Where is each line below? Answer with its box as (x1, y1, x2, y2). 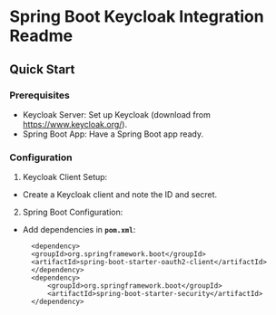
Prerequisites (9, 89, 70, 101)
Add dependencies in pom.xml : (22, 224, 136, 235)
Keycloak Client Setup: (22, 172, 108, 183)
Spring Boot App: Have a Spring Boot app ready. (22, 129, 204, 139)
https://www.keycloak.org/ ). (22, 119, 128, 129)
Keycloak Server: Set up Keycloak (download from (22, 109, 211, 119)
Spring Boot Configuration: (22, 206, 123, 218)
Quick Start (9, 62, 75, 77)
